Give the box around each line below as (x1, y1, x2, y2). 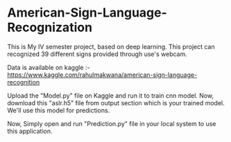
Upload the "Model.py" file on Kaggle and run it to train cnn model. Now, (7, 91, 214, 100)
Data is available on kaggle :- (7, 63, 90, 71)
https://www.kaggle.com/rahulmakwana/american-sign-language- (7, 71, 198, 79)
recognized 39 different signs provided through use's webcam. (7, 50, 187, 58)
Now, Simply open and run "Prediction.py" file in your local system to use (7, 119, 216, 127)
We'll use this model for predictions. (7, 106, 110, 114)
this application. (7, 127, 53, 135)
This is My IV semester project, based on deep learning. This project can (7, 42, 215, 51)
